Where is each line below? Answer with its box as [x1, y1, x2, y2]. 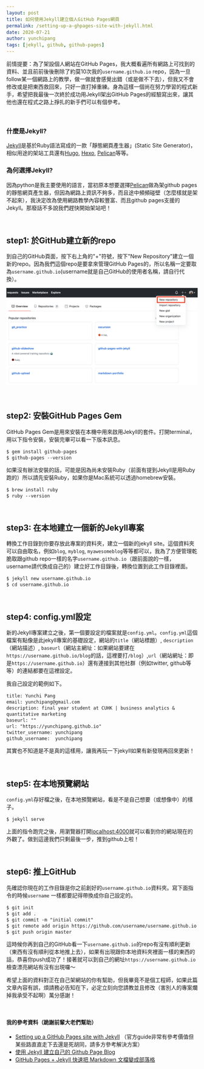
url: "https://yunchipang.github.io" [6, 723, 102, 730]
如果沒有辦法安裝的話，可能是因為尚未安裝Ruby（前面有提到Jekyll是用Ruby [6, 466, 195, 474]
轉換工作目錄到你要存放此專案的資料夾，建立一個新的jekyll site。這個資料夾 [6, 540, 195, 547]
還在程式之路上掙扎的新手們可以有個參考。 [16, 98, 123, 105]
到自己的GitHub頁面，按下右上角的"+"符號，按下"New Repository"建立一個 [6, 253, 194, 260]
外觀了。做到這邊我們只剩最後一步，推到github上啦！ [6, 836, 140, 843]
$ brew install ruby [6, 486, 59, 493]
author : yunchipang [6, 35, 56, 42]
